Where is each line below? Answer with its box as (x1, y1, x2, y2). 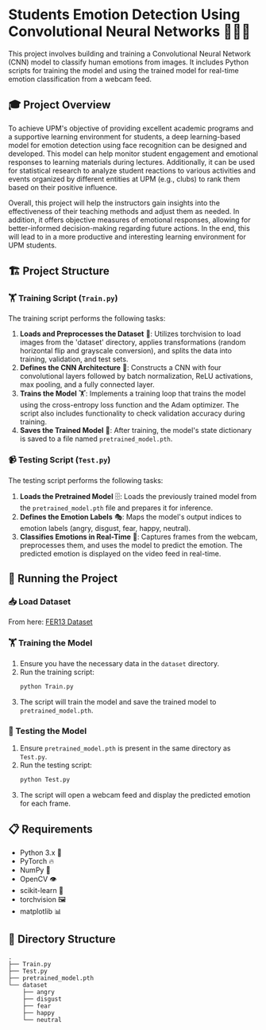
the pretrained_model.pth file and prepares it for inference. (19, 503, 214, 513)
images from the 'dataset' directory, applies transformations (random (19, 337, 246, 347)
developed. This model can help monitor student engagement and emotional (8, 149, 258, 158)
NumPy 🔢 (19, 865, 51, 875)
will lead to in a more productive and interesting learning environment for (8, 232, 246, 241)
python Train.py (19, 682, 74, 690)
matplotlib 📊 (19, 906, 62, 916)
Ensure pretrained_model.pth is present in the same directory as (19, 743, 231, 753)
